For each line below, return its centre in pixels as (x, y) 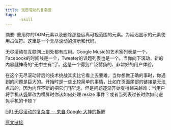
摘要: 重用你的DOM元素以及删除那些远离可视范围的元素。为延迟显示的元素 (83, 35)
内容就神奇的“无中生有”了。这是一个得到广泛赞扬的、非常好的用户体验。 (81, 65)
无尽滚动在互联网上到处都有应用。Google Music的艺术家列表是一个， (78, 52)
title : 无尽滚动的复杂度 (28, 10)
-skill (26, 19)
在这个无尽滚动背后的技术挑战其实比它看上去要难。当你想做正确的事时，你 (83, 75)
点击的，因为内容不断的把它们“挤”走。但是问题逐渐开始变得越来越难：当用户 (85, 88)
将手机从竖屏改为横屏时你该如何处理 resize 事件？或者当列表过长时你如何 (82, 94)
